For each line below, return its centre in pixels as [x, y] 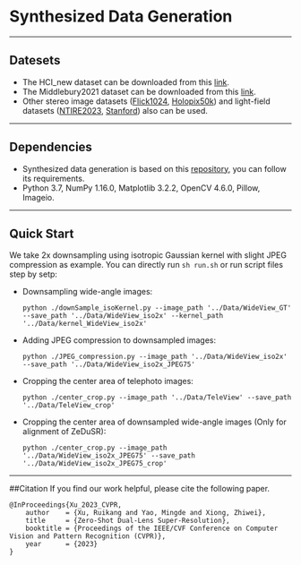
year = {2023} [62, 544]
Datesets [35, 60]
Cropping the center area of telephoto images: [108, 381]
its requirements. [53, 178]
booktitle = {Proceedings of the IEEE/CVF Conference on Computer [152, 529]
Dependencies [51, 147]
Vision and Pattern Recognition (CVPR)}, [88, 536]
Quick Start [42, 233]
